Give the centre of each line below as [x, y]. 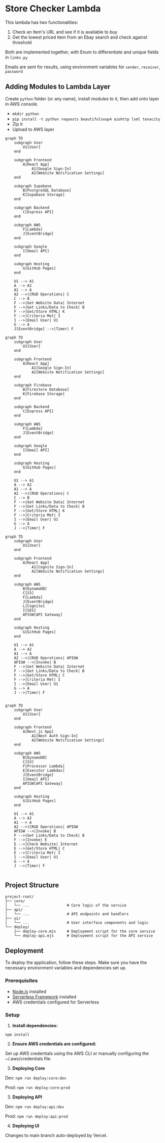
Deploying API [27, 1097]
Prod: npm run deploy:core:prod [38, 1087]
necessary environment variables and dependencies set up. [66, 968]
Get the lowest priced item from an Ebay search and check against [80, 37]
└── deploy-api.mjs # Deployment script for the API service [83, 936]
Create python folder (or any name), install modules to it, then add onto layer [82, 98]
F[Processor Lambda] [44, 766]
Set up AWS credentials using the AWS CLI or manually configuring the [77, 1053]
